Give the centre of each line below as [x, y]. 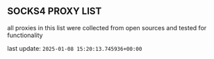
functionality [25, 35]
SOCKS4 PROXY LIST [55, 11]
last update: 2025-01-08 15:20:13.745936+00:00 [75, 48]
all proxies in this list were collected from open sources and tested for [107, 27]
